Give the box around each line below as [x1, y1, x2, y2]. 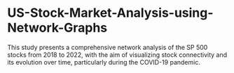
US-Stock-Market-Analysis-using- [7, 5, 214, 21]
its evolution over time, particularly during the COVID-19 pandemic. [7, 58, 201, 66]
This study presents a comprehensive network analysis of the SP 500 [7, 43, 208, 51]
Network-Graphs [7, 20, 108, 36]
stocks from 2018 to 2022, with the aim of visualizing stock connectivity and [7, 51, 228, 59]
